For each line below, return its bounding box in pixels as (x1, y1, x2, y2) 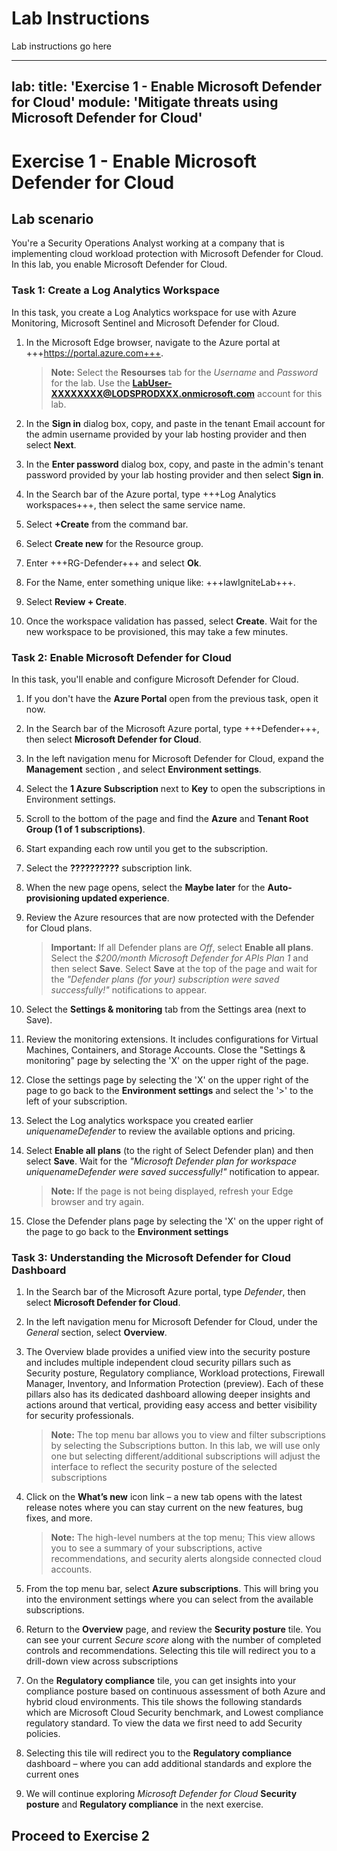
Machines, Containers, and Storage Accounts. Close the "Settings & (25, 1043, 306, 1056)
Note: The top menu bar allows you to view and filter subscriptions (50, 1429, 327, 1441)
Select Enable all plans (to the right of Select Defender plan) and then (25, 1144, 314, 1156)
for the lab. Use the (50, 377, 131, 389)
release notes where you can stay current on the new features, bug (25, 1502, 304, 1514)
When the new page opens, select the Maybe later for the (25, 881, 266, 893)
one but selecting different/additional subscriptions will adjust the (50, 1450, 321, 1462)
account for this (257, 387, 323, 399)
